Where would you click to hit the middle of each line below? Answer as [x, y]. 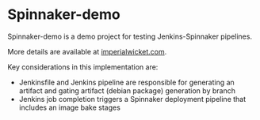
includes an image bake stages [69, 107]
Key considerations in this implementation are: [83, 67]
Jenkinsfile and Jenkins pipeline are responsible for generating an [126, 82]
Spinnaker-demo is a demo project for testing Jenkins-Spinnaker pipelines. [130, 36]
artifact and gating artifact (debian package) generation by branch [127, 90]
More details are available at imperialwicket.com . [87, 51]
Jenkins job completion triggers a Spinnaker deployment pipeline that [132, 99]
